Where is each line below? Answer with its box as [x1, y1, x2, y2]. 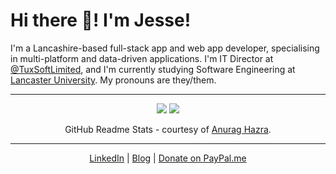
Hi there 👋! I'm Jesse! [10, 9, 192, 32]
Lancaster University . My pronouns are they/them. [10, 74, 217, 86]
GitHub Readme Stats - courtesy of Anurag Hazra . [64, 123, 272, 135]
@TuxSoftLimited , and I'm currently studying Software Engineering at [10, 63, 296, 75]
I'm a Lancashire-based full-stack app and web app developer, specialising [10, 42, 320, 54]
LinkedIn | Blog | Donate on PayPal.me [89, 152, 247, 164]
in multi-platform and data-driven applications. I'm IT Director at [10, 52, 274, 64]
